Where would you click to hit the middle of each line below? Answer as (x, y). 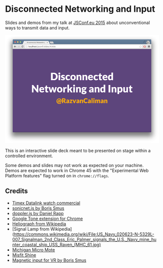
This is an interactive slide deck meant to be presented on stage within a (78, 150)
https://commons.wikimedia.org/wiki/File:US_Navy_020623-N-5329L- (84, 234)
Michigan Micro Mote (33, 250)
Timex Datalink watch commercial (46, 203)
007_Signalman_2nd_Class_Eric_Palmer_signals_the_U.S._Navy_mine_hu (84, 239)
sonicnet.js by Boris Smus (38, 208)
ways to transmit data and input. (37, 27)
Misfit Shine (24, 255)
